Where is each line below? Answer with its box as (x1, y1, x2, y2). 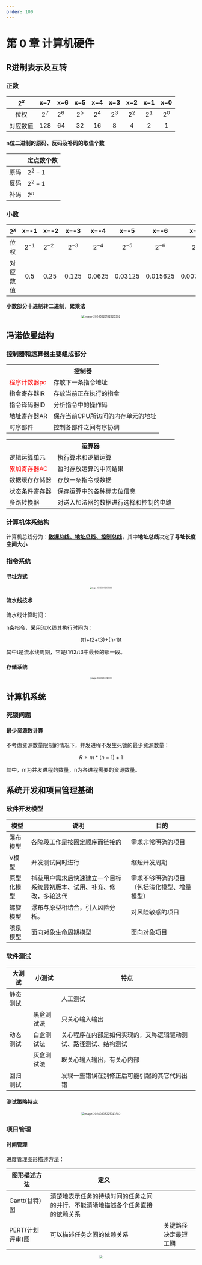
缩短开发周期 (131, 858, 168, 867)
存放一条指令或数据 (57, 476, 112, 484)
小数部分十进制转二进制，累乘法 (6, 302, 85, 310)
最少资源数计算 (6, 727, 43, 734)
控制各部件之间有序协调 (53, 423, 120, 432)
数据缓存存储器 (9, 476, 52, 484)
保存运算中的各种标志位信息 (57, 487, 136, 496)
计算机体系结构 (6, 518, 50, 526)
